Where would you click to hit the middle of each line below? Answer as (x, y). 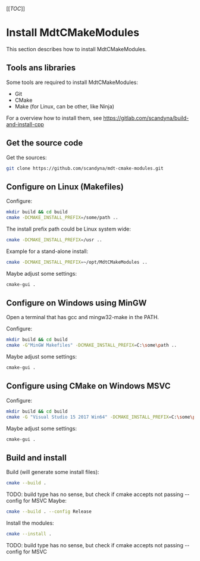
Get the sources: (26, 157)
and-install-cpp (25, 124)
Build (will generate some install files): (53, 472)
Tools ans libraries (41, 68)
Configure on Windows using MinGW (76, 303)
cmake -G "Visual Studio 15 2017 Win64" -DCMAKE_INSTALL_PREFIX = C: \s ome (98, 417)
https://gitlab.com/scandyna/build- (146, 118)
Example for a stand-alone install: (47, 251)
